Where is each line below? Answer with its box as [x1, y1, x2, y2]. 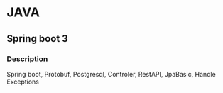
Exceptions [6, 77, 40, 86]
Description [6, 54, 48, 64]
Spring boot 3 [6, 33, 68, 45]
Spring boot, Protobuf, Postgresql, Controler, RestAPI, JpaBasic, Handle [6, 70, 216, 78]
